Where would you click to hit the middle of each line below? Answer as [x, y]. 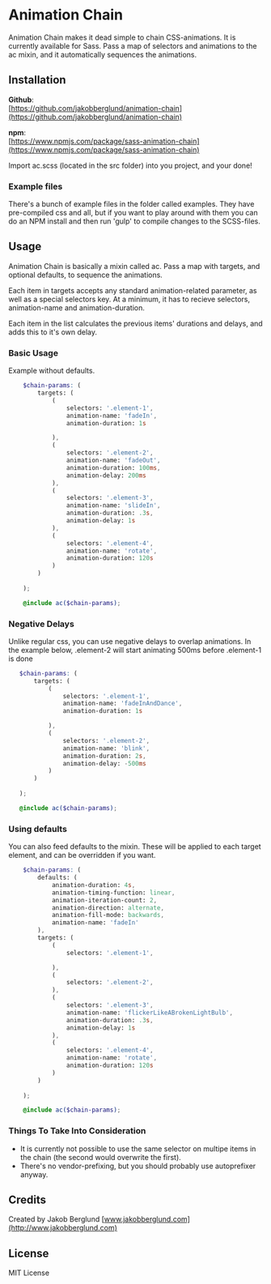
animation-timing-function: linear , [113, 893]
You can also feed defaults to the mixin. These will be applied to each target [135, 847]
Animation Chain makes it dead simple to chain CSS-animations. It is [122, 37]
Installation [37, 80]
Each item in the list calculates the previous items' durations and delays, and [135, 323]
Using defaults [38, 829]
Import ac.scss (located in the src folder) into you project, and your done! [130, 165]
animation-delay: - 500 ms [105, 763]
